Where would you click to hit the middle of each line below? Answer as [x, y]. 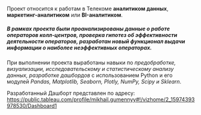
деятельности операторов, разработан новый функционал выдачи [96, 41]
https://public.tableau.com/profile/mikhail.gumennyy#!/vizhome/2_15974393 [101, 99]
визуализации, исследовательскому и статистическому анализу [90, 69]
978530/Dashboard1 [32, 105]
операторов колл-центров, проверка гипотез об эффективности [92, 35]
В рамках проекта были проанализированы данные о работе [88, 29]
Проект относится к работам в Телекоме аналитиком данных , [88, 9]
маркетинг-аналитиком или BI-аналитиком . [65, 15]
